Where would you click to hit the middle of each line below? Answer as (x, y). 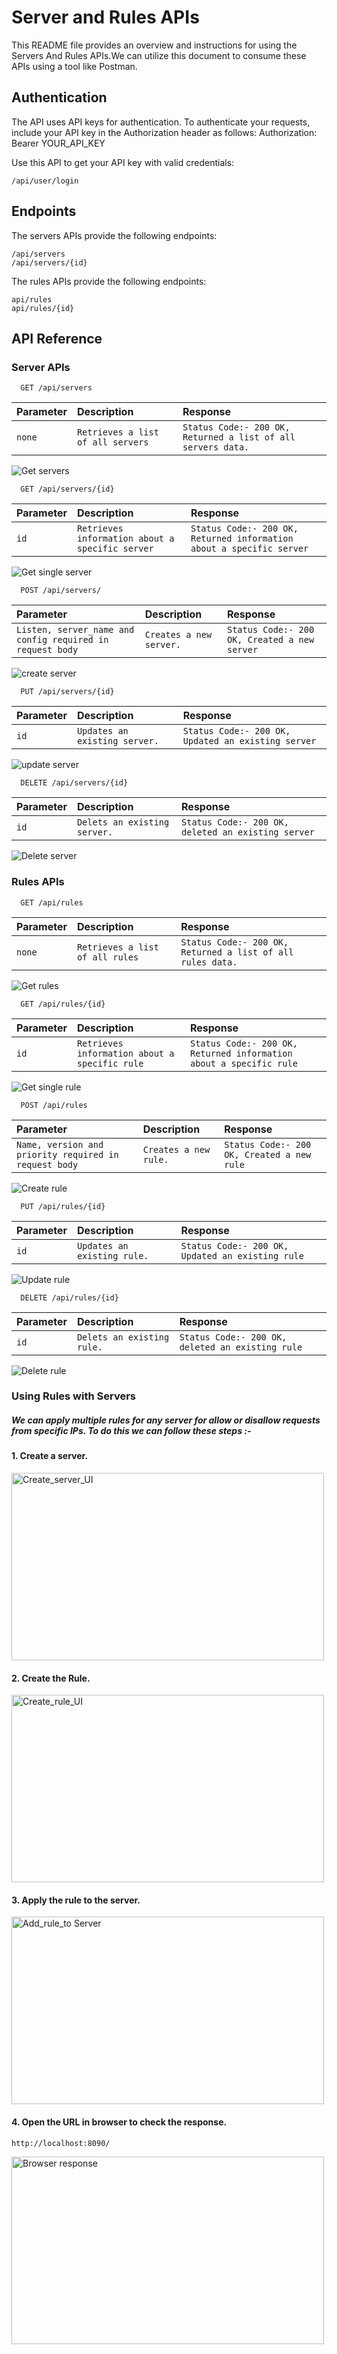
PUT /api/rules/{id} (63, 1206)
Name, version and (60, 1144)
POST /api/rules (54, 1105)
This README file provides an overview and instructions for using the (154, 45)
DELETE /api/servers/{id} (74, 783)
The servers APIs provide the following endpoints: (114, 235)
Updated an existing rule (242, 1255)
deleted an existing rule (241, 1347)
